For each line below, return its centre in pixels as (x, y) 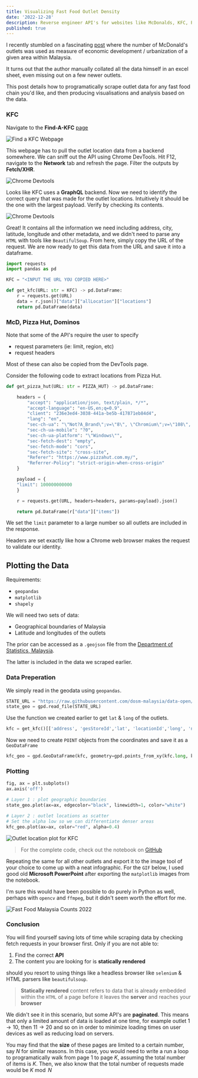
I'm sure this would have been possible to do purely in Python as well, (91, 891)
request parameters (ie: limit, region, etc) (64, 346)
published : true (26, 28)
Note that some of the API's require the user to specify (72, 335)
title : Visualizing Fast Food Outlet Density (63, 12)
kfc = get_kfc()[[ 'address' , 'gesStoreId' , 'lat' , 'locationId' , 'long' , (96, 729)
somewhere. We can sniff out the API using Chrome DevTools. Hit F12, (91, 157)
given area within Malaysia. (39, 57)
